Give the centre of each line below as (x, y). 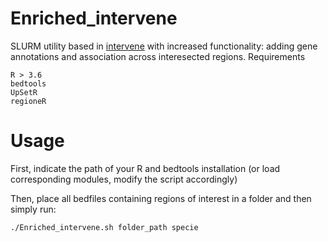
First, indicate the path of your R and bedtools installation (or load (145, 168)
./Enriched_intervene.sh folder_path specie (104, 227)
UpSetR (24, 92)
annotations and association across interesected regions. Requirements (158, 56)
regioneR (28, 101)
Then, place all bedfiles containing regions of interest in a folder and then (161, 198)
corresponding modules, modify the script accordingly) (124, 179)
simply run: (33, 209)
